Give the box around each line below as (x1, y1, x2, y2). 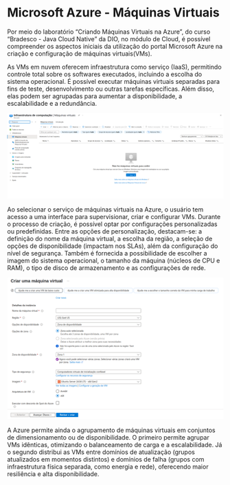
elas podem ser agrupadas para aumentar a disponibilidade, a (7, 91, 183, 100)
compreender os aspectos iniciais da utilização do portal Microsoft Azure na (7, 42, 223, 50)
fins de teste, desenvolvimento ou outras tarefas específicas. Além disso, (7, 84, 215, 93)
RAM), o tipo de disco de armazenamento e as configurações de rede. (7, 264, 206, 272)
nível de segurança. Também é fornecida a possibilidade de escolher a (7, 249, 207, 258)
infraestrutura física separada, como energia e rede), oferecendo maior (7, 462, 209, 471)
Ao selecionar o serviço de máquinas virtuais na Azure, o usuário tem (7, 205, 204, 214)
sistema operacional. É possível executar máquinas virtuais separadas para (7, 77, 220, 85)
